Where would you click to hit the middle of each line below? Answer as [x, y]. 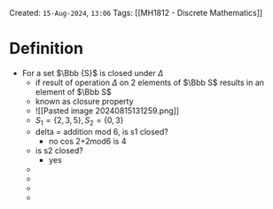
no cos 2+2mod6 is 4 [87, 141]
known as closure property [85, 101]
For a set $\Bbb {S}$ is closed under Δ [93, 73]
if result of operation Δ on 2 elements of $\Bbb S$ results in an [149, 82]
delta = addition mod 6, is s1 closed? [101, 131]
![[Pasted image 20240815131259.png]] [107, 111]
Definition [47, 49]
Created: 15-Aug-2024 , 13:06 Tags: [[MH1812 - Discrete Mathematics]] [136, 13]
